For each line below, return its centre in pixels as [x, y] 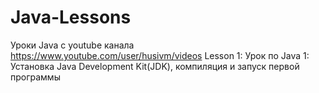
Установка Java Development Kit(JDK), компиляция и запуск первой [155, 66]
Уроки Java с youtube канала [72, 45]
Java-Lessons [71, 17]
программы [35, 77]
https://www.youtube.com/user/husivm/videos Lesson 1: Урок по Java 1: [160, 55]
